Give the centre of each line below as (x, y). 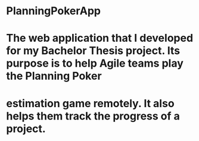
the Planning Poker (54, 76)
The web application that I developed (100, 38)
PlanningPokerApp (54, 11)
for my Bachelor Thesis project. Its (93, 51)
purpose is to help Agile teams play (95, 63)
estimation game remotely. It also (90, 103)
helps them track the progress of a (93, 116)
